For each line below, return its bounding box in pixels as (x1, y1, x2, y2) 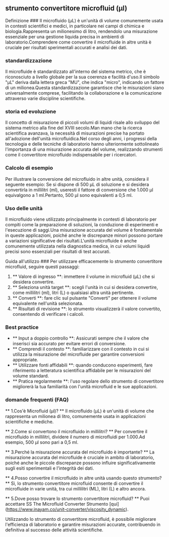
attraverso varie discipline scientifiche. (5, 96, 86, 102)
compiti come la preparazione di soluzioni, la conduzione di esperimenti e (5, 222, 158, 227)
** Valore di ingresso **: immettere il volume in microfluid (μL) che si (12, 273, 155, 279)
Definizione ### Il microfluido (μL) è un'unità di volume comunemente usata (5, 17, 163, 23)
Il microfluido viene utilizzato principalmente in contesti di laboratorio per (5, 216, 157, 222)
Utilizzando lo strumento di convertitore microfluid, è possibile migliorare (5, 516, 156, 522)
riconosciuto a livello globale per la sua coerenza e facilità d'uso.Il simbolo (5, 74, 160, 80)
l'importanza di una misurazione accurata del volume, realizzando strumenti (5, 146, 163, 152)
